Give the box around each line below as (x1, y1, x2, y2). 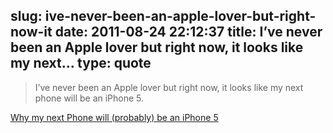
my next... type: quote (10, 55, 152, 72)
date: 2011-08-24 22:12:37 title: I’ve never (54, 24, 323, 41)
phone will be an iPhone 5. (34, 92, 145, 104)
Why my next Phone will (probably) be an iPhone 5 (10, 111, 219, 123)
